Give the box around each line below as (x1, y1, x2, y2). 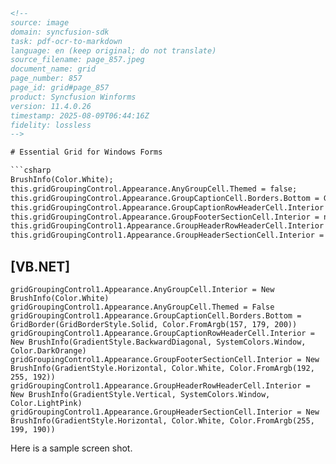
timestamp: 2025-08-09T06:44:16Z (10, 110, 150, 121)
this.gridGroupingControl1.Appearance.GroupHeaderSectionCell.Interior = (10, 230, 325, 241)
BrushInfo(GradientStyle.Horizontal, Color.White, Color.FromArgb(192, (10, 363, 315, 373)
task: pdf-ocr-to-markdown (10, 36, 123, 46)
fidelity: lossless (10, 120, 92, 130)
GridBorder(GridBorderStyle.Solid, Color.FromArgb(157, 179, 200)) (10, 319, 298, 329)
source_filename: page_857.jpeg (10, 55, 145, 65)
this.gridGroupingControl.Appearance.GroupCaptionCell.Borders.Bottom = (10, 193, 320, 203)
